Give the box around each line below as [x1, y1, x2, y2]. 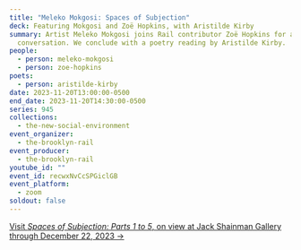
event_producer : [9, 146, 70, 155]
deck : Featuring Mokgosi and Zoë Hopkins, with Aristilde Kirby [9, 22, 254, 30]
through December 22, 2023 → [9, 230, 125, 241]
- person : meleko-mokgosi [17, 55, 115, 64]
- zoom [17, 188, 42, 197]
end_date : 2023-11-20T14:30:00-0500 [9, 96, 146, 106]
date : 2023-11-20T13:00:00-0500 [9, 88, 130, 97]
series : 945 [9, 105, 54, 114]
